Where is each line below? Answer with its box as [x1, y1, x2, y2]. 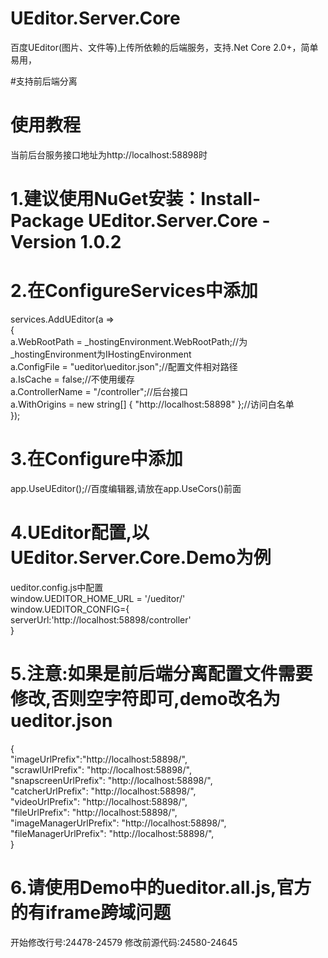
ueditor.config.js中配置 [10, 581, 104, 593]
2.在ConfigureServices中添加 [10, 280, 258, 302]
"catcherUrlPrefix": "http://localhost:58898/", [10, 785, 197, 797]
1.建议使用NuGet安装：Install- [10, 188, 262, 211]
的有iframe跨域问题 [10, 902, 172, 924]
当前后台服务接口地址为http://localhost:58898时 [10, 148, 208, 161]
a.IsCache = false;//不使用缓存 [10, 373, 135, 385]
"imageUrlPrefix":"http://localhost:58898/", [10, 753, 188, 765]
